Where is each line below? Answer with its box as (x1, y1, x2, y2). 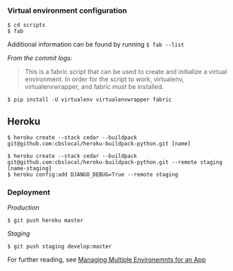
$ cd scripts (7, 22, 46, 29)
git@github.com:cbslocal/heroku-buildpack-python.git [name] (7, 140, 191, 147)
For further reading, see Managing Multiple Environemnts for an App (7, 255, 206, 264)
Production (7, 203, 40, 212)
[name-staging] (7, 165, 52, 172)
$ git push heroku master (7, 217, 83, 224)
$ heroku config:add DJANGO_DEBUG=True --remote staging (7, 171, 179, 179)
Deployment (7, 188, 51, 198)
